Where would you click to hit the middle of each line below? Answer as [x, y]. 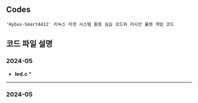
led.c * [23, 74]
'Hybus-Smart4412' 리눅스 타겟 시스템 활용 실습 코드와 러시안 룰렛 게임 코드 [90, 24]
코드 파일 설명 [29, 44]
